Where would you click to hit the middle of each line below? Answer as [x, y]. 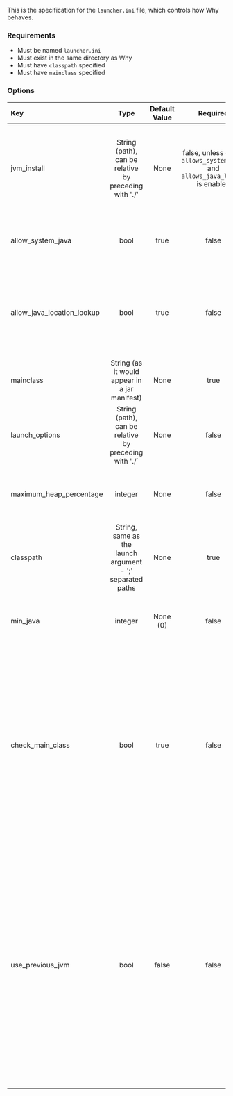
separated [127, 579]
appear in [126, 380]
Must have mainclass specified [61, 73]
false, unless [203, 152]
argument [126, 562]
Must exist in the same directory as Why [75, 58]
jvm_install [28, 168]
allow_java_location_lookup [55, 312]
